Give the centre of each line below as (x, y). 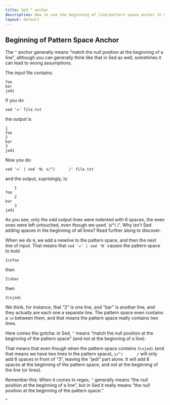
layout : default (22, 19)
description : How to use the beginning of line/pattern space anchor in (83, 15)
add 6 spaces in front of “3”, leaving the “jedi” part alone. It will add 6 (77, 359)
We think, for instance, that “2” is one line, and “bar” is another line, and (80, 307)
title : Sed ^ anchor (27, 10)
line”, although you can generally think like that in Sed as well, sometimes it (83, 58)
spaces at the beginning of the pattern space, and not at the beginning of (82, 365)
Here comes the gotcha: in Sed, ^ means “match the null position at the (79, 333)
